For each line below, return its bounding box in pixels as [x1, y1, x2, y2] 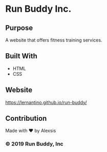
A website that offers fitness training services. [5, 37, 102, 43]
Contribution [5, 114, 47, 123]
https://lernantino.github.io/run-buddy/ [5, 99, 87, 105]
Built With [5, 52, 37, 60]
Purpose [5, 24, 33, 32]
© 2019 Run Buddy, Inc [5, 140, 63, 147]
